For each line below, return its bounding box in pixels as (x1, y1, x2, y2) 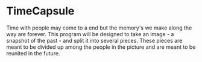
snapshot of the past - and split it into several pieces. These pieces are (6, 37, 183, 44)
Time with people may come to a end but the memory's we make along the (6, 24, 192, 31)
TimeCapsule (6, 4, 75, 18)
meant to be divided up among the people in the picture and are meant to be (6, 43, 196, 51)
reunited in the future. (6, 49, 60, 57)
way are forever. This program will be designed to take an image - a (6, 30, 174, 37)
